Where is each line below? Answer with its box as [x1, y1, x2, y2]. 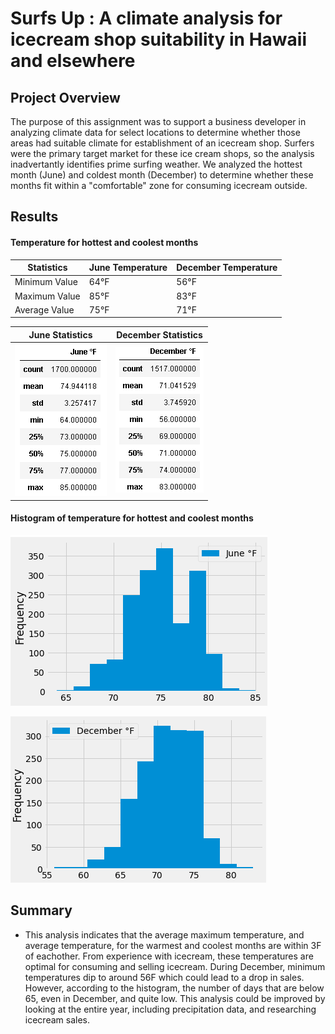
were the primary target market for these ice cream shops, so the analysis [10, 148, 315, 159]
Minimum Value [14, 276, 78, 288]
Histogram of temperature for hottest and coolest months [10, 512, 254, 524]
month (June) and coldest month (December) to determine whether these [10, 169, 314, 181]
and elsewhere [10, 50, 136, 72]
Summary [10, 902, 73, 919]
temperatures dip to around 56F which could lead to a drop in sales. [24, 971, 305, 983]
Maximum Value [14, 290, 81, 302]
